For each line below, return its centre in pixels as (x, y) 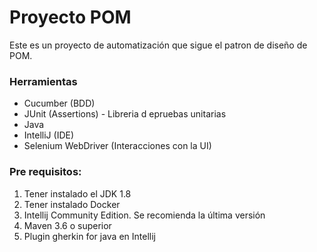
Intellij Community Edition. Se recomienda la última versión (144, 215)
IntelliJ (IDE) (49, 135)
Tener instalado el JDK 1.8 (77, 193)
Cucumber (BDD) (59, 103)
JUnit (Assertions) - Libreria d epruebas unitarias (125, 114)
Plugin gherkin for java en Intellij (89, 236)
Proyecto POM (70, 17)
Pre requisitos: (45, 172)
